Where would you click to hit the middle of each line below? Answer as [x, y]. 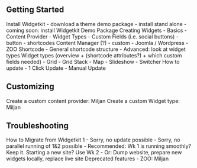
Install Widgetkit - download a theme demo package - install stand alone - [96, 24]
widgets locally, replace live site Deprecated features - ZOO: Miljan [88, 159]
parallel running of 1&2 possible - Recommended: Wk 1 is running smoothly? [98, 146]
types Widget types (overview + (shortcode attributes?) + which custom [94, 55]
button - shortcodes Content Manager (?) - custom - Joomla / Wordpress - [97, 43]
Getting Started [35, 10]
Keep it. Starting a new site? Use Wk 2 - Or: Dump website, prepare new [94, 153]
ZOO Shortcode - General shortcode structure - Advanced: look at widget [96, 49]
